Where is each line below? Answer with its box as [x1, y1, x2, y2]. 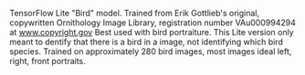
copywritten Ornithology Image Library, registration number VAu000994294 [9, 17, 297, 28]
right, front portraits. [9, 56, 87, 66]
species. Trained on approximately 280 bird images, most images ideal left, [9, 46, 292, 57]
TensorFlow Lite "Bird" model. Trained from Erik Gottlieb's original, [9, 8, 260, 18]
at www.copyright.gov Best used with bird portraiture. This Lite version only [9, 27, 294, 37]
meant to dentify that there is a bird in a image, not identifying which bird [9, 36, 283, 47]
